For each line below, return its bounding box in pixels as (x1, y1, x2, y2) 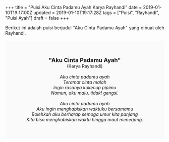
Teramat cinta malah (63, 79, 107, 85)
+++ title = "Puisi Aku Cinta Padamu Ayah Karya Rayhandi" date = (5, 5, 142, 10)
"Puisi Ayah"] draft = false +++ (5, 15, 69, 21)
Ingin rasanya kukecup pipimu (53, 85, 117, 90)
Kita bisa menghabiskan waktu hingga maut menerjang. (26, 117, 144, 122)
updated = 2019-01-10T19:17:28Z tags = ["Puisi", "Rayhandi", (33, 10, 160, 16)
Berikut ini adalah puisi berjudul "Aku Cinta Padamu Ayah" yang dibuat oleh (5, 25, 164, 31)
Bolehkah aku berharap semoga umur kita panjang (31, 111, 138, 117)
